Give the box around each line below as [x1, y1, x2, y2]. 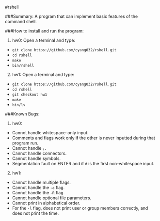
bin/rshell [12, 63, 34, 68]
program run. [12, 140, 39, 146]
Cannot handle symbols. [12, 156, 61, 161]
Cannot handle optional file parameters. [12, 195, 92, 201]
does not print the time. [12, 210, 59, 216]
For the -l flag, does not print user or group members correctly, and [12, 205, 148, 211]
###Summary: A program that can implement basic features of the [5, 14, 138, 19]
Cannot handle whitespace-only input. [12, 130, 89, 135]
